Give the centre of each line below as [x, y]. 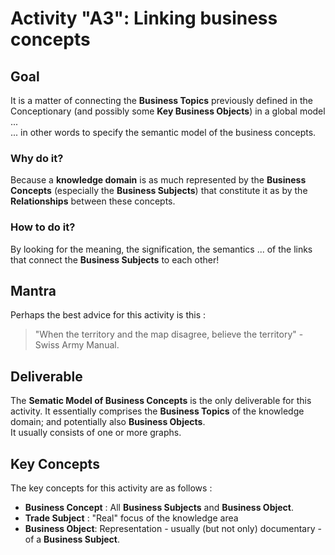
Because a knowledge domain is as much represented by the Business [158, 180]
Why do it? [37, 158]
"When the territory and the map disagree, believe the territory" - [169, 334]
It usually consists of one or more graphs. [96, 433]
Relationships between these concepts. [93, 201]
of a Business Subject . [72, 539]
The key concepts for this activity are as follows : [111, 488]
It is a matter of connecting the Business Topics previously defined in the [161, 100]
